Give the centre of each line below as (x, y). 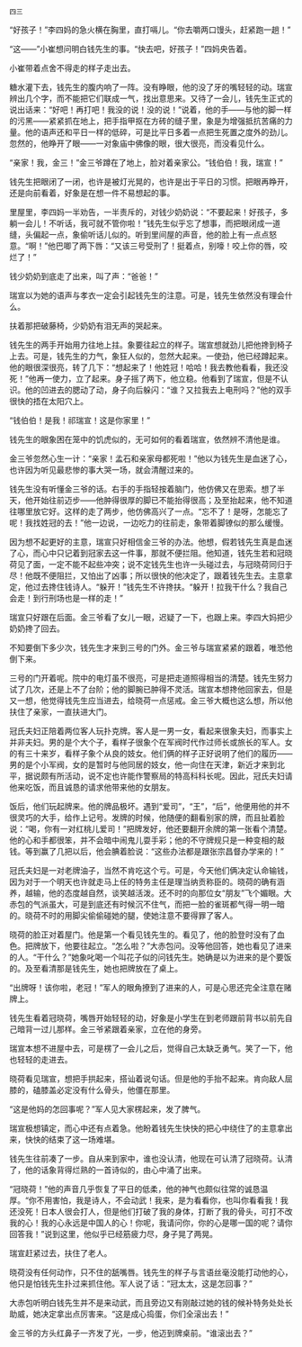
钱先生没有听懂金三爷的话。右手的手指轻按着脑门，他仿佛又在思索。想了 (143, 489)
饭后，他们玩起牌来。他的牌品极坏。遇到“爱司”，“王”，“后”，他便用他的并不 (150, 806)
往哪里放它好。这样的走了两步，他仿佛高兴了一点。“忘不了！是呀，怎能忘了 (149, 511)
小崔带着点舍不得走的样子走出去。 (72, 68)
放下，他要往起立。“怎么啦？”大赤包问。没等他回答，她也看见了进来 (166, 946)
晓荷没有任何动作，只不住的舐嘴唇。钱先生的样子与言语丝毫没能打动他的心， (151, 1272)
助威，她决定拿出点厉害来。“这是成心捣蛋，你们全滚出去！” (119, 1314)
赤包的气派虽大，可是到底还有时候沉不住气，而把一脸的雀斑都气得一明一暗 (147, 904)
